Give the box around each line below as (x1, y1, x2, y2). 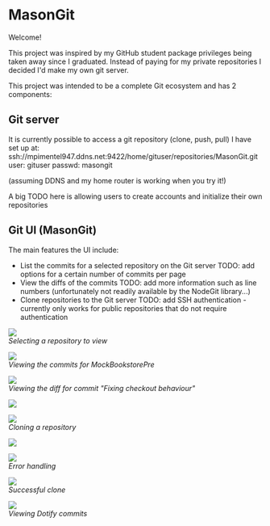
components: (8, 89, 52, 99)
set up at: (8, 143, 40, 153)
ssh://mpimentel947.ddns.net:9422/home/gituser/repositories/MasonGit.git (8, 151, 258, 161)
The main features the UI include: (8, 245, 119, 255)
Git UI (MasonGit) (8, 224, 97, 238)
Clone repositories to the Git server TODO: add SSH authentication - (19, 295, 247, 305)
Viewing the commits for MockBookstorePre (8, 360, 155, 369)
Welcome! (8, 32, 42, 42)
